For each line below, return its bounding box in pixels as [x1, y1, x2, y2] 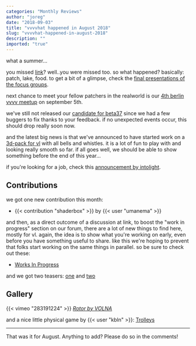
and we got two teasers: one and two [6, 272, 96, 279]
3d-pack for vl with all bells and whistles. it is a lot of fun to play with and [6, 140, 181, 147]
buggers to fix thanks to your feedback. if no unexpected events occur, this [6, 116, 187, 123]
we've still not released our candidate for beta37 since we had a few [6, 109, 170, 117]
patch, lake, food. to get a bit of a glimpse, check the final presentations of [6, 74, 185, 82]
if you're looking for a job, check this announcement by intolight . [6, 163, 161, 170]
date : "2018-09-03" [6, 19, 54, 25]
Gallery [6, 289, 33, 299]
